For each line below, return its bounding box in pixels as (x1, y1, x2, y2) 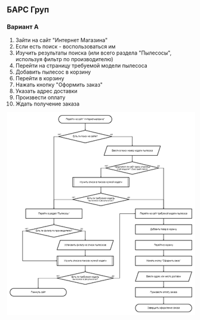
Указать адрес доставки (15, 87, 78, 95)
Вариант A (7, 23, 39, 31)
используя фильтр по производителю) (15, 55, 113, 62)
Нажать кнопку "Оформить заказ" (15, 81, 103, 88)
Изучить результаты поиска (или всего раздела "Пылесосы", (15, 49, 172, 56)
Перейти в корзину (15, 74, 64, 81)
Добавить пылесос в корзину (15, 68, 91, 76)
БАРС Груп (7, 5, 50, 15)
